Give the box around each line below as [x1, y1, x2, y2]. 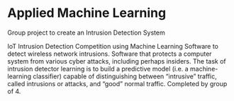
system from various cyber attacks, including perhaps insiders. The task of [7, 57, 226, 65]
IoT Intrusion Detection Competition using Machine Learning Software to [7, 42, 218, 50]
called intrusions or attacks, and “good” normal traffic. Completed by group [7, 79, 228, 88]
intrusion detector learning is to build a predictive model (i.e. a [7, 64, 189, 73]
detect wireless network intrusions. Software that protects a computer [7, 49, 212, 58]
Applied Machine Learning [7, 5, 167, 21]
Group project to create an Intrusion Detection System [7, 28, 165, 37]
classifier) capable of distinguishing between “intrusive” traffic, [33, 72, 218, 81]
